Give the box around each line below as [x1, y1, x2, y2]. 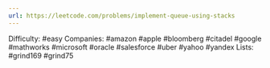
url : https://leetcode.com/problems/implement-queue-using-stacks [8, 11, 235, 20]
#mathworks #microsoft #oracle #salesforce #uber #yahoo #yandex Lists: [8, 42, 255, 52]
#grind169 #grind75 [8, 50, 74, 60]
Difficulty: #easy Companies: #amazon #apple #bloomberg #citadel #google [8, 34, 262, 43]
